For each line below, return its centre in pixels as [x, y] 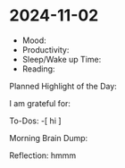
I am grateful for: [40, 103]
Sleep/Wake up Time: [62, 59]
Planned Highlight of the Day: [63, 86]
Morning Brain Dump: [49, 138]
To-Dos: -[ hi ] [35, 121]
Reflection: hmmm [43, 155]
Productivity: [46, 49]
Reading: [38, 69]
